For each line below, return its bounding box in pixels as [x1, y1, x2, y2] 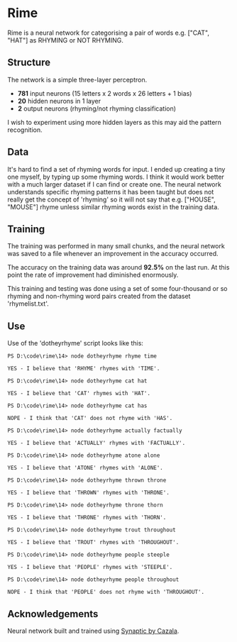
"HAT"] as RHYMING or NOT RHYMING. [7, 35, 124, 44]
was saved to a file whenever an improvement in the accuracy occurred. [7, 250, 219, 258]
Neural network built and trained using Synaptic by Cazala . [7, 626, 180, 635]
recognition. [7, 126, 43, 134]
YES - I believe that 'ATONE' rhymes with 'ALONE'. [7, 465, 163, 472]
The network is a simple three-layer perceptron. [7, 75, 148, 84]
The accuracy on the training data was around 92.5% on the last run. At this [7, 263, 230, 272]
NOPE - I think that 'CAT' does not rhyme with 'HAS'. [7, 415, 173, 422]
